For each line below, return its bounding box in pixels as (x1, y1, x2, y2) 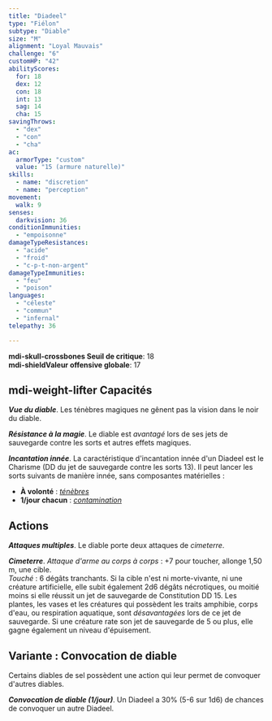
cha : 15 (15, 111, 42, 119)
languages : (8, 292, 45, 300)
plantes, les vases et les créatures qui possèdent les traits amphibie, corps (8, 599, 258, 610)
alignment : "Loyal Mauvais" (8, 42, 104, 50)
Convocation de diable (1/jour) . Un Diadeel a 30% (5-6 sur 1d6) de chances (8, 694, 264, 704)
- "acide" (15, 246, 49, 254)
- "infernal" (15, 314, 60, 322)
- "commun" (15, 306, 53, 315)
